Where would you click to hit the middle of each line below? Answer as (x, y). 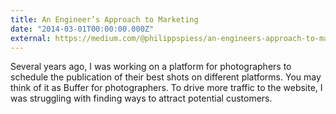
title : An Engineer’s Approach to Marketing (104, 19)
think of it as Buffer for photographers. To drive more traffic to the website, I (166, 88)
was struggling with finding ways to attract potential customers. (141, 98)
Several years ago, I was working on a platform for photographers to (151, 67)
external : (31, 38)
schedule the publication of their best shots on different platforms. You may (166, 77)
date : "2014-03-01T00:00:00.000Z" (82, 29)
